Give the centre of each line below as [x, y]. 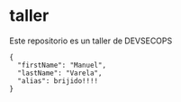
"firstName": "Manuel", [62, 65]
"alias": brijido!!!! [58, 81]
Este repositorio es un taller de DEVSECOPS [91, 41]
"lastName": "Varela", [60, 73]
